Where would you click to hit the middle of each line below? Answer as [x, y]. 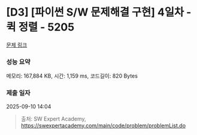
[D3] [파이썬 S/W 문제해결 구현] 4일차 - [99, 12]
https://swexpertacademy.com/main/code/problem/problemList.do [103, 125]
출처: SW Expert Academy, [53, 119]
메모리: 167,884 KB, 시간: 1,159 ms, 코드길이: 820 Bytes [72, 76]
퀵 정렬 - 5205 [40, 27]
